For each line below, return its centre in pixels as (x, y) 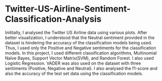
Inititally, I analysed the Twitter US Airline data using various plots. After (76, 32)
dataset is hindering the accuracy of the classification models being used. (79, 42)
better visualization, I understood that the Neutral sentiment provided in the (80, 38)
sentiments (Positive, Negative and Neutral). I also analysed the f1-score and (81, 68)
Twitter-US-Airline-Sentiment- (68, 9)
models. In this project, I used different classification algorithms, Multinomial (81, 53)
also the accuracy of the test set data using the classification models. (74, 73)
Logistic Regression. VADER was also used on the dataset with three (73, 63)
